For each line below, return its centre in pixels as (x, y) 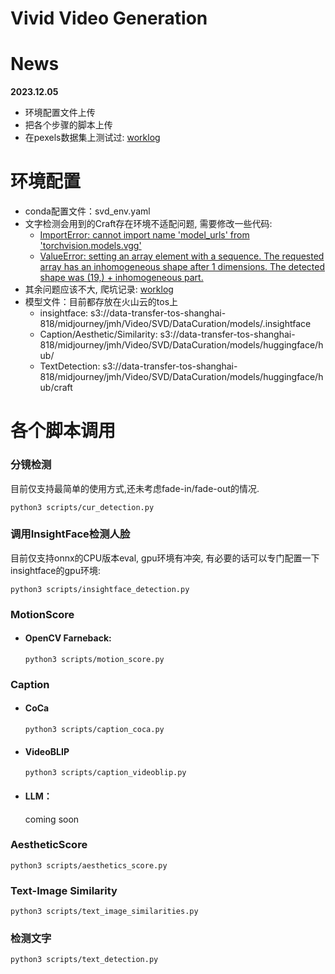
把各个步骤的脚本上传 (68, 125)
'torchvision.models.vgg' (90, 246)
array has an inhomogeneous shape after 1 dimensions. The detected (182, 267)
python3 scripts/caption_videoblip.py (105, 773)
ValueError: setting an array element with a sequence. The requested (182, 256)
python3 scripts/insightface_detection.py (100, 589)
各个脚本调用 (63, 431)
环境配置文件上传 (60, 113)
